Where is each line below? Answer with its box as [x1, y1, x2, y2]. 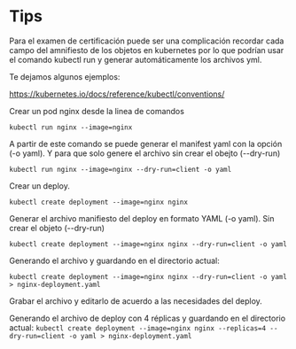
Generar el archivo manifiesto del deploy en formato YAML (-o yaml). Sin [9, 213, 275, 223]
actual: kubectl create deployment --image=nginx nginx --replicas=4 [9, 322, 267, 333]
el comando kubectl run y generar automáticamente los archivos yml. [9, 54, 262, 65]
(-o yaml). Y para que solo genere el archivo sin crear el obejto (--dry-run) [9, 148, 281, 159]
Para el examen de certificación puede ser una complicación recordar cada [9, 35, 284, 46]
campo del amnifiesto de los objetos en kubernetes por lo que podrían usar [9, 44, 284, 55]
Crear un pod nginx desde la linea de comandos [9, 105, 184, 116]
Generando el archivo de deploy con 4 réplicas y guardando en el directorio [9, 313, 286, 323]
